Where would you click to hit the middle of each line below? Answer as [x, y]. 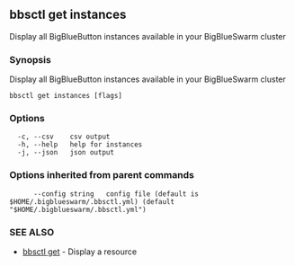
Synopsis [30, 59]
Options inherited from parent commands [102, 175]
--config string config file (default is [116, 194]
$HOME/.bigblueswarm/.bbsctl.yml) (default [92, 201]
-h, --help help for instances [80, 145]
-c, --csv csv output [64, 137]
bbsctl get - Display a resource [80, 252]
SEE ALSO [32, 232]
